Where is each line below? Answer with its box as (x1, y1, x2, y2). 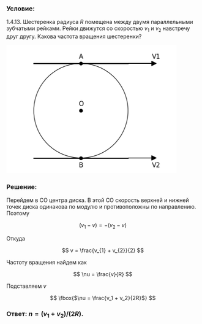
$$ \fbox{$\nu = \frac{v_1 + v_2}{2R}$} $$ (50, 295, 156, 302)
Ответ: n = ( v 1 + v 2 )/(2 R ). (6, 310, 84, 320)
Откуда (6, 235, 26, 242)
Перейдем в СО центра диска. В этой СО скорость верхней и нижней (6, 196, 189, 204)
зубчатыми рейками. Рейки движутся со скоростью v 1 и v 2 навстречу (6, 25, 190, 34)
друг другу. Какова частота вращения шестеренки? (6, 33, 142, 40)
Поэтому (6, 210, 29, 217)
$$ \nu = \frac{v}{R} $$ (73, 271, 133, 278)
